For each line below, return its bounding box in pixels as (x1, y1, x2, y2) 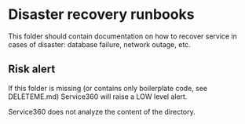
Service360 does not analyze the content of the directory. (8, 107, 196, 116)
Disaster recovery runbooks (8, 5, 195, 24)
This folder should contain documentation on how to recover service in (8, 31, 238, 41)
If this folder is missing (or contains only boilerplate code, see (8, 83, 208, 93)
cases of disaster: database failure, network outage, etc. (8, 39, 191, 49)
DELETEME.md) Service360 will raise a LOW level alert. (8, 92, 188, 101)
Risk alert (8, 63, 56, 76)
